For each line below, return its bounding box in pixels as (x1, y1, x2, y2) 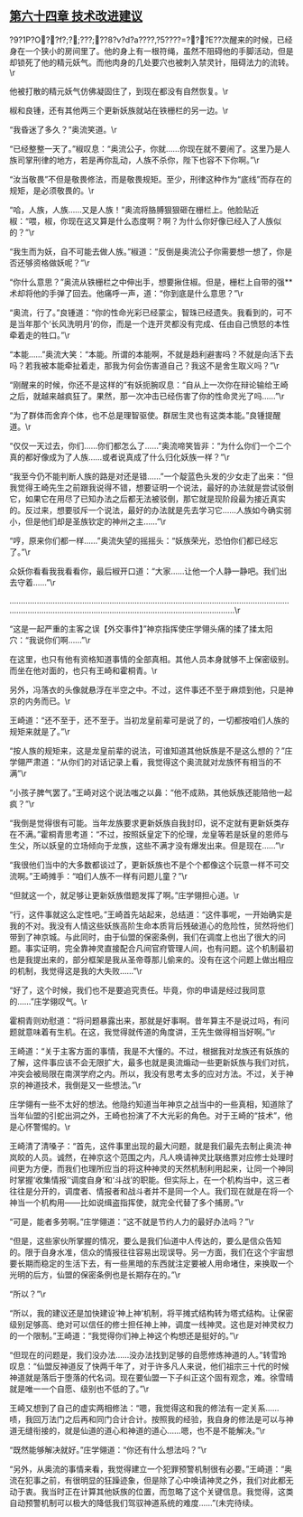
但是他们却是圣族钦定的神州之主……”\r (24, 516, 167, 527)
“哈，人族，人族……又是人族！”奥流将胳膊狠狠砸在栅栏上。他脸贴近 (9, 204, 260, 215)
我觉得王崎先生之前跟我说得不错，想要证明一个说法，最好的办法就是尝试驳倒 (9, 482, 294, 492)
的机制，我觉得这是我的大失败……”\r (9, 965, 142, 976)
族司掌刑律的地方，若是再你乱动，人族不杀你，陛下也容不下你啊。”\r (9, 155, 260, 165)
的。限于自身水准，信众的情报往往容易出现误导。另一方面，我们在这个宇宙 (9, 1246, 286, 1258)
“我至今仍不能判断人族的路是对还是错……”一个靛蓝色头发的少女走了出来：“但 (9, 471, 294, 482)
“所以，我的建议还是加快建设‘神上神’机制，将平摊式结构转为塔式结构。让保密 (9, 1307, 294, 1318)
